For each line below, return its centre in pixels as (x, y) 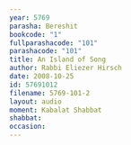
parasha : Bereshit (44, 26)
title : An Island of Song (57, 59)
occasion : (28, 127)
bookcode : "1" (36, 34)
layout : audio (36, 101)
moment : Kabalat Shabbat (56, 110)
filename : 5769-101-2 (50, 93)
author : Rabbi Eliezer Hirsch (66, 68)
